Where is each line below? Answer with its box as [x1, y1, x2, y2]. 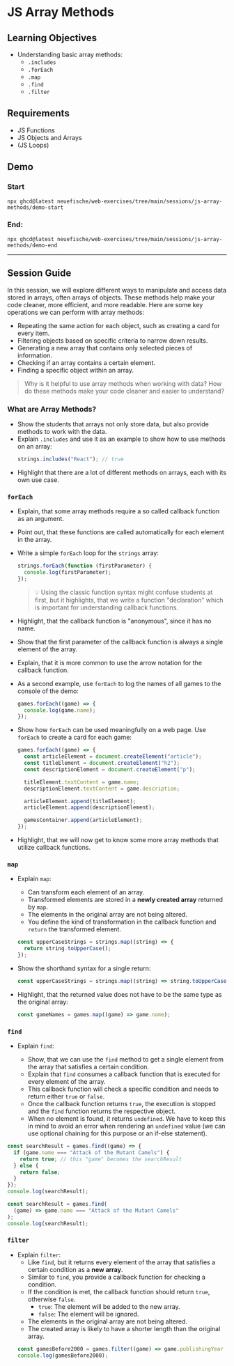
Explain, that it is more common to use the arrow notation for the [17, 658, 203, 667]
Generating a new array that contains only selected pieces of [17, 343, 193, 352]
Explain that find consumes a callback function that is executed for [27, 1070, 221, 1078]
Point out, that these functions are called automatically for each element [17, 528, 224, 536]
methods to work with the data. [17, 427, 107, 435]
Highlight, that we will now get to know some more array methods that [17, 836, 219, 844]
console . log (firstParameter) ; [24, 568, 111, 575]
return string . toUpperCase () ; [24, 945, 111, 952]
